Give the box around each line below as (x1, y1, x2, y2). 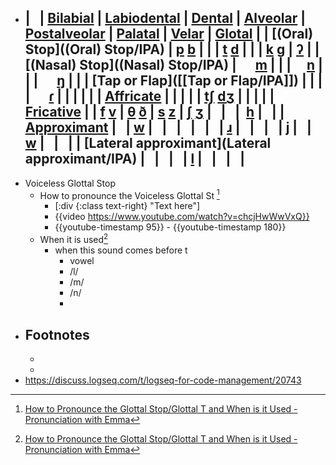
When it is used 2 (39, 232, 109, 246)
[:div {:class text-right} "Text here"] (54, 200, 201, 212)
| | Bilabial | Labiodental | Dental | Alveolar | (24, 10, 307, 27)
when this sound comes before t (54, 244, 188, 256)
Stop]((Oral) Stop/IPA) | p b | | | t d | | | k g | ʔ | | (24, 41, 320, 58)
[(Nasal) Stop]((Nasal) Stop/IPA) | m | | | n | (24, 57, 323, 74)
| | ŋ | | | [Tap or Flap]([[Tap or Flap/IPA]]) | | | (24, 72, 323, 90)
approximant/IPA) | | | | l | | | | (24, 151, 246, 168)
